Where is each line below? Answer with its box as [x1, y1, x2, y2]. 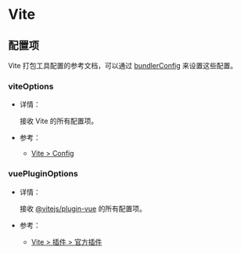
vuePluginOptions [8, 169, 78, 180]
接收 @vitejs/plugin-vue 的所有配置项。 [19, 204, 147, 213]
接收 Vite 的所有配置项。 [19, 116, 99, 126]
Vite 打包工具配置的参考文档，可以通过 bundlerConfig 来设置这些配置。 [8, 61, 238, 70]
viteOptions [8, 81, 54, 92]
